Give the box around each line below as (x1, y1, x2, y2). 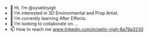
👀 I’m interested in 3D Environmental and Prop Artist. (10, 10, 119, 16)
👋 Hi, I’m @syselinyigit (10, 5, 56, 10)
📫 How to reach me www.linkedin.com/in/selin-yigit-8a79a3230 (10, 26, 144, 32)
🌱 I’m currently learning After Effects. (10, 15, 87, 21)
